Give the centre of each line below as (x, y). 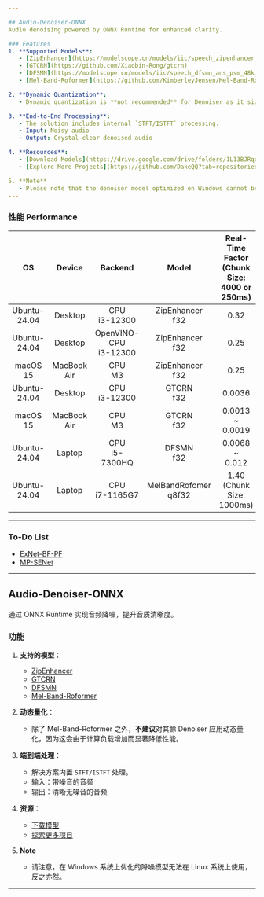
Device (70, 267)
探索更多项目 (52, 835)
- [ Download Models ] (52, 160)
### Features (29, 44)
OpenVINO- (117, 333)
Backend (117, 267)
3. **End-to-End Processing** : (59, 116)
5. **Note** (27, 181)
